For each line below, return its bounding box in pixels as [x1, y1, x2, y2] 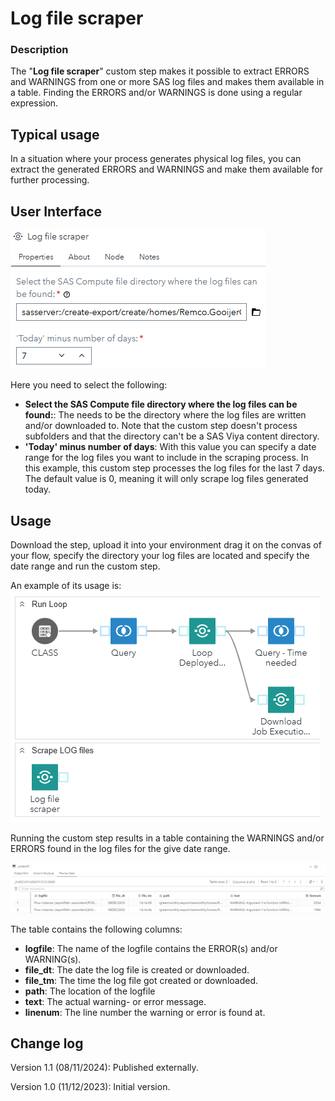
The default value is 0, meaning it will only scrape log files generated [24, 473, 309, 485]
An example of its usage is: [10, 579, 122, 591]
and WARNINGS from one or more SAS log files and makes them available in [10, 76, 325, 88]
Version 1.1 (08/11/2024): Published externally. [10, 1062, 199, 1074]
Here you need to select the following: [10, 379, 168, 391]
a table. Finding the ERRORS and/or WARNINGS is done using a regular [10, 87, 303, 99]
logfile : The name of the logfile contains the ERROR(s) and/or [24, 942, 278, 954]
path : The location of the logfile [24, 985, 156, 997]
